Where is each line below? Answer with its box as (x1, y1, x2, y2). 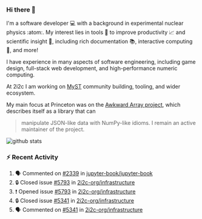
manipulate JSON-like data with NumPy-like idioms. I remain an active (21, 120, 196, 127)
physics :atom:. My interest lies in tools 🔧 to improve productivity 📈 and (6, 29, 186, 36)
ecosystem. (6, 89, 36, 96)
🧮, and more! (6, 47, 38, 54)
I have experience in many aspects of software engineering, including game (6, 58, 196, 66)
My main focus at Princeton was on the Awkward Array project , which (6, 101, 181, 109)
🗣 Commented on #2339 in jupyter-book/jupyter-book (15, 169, 153, 177)
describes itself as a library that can (6, 107, 96, 115)
